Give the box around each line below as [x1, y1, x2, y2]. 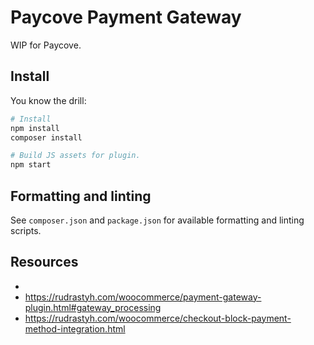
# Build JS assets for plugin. [10, 151, 141, 161]
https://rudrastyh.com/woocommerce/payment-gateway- [24, 291, 262, 303]
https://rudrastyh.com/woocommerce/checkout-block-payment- [24, 312, 292, 324]
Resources [10, 254, 79, 271]
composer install [10, 132, 83, 143]
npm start [10, 160, 52, 170]
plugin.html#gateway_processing [24, 301, 162, 313]
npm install [10, 123, 60, 133]
